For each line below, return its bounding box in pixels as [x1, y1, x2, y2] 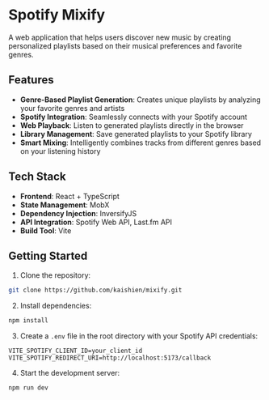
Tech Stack [8, 170, 66, 184]
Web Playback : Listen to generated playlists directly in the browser [19, 120, 244, 130]
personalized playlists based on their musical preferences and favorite [8, 40, 242, 50]
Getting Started [8, 249, 88, 262]
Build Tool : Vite [19, 225, 72, 236]
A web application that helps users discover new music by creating [8, 32, 232, 42]
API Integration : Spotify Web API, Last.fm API [19, 217, 172, 227]
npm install [8, 317, 48, 325]
